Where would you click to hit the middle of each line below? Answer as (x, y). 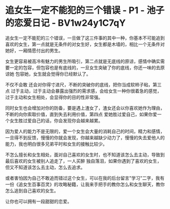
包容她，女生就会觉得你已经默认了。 (53, 74)
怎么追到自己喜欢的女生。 (32, 190)
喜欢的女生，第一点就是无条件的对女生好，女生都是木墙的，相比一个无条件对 (85, 44)
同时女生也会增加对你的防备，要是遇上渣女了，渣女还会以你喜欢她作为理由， (85, 108)
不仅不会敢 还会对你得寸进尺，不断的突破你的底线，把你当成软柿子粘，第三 (83, 84)
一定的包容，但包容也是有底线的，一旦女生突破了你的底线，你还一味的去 (85, 67)
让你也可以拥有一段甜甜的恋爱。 (38, 201)
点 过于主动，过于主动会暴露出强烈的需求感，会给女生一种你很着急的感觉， (83, 91)
